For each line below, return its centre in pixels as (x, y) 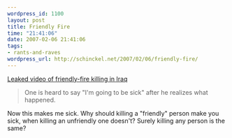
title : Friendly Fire (39, 26)
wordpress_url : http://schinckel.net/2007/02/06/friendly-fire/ (103, 59)
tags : (15, 46)
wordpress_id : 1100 (36, 14)
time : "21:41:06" (32, 33)
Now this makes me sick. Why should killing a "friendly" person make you (113, 113)
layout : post (26, 20)
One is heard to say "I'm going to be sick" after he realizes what (116, 92)
